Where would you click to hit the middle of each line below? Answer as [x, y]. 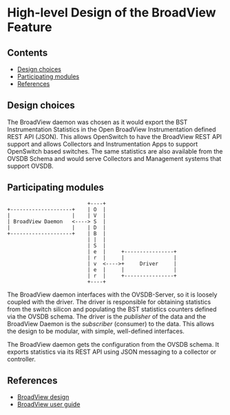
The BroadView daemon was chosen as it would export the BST [97, 122]
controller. [22, 359]
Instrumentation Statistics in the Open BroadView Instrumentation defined [112, 129]
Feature [30, 27]
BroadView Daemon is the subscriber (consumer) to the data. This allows [111, 323]
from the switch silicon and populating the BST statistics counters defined [112, 309]
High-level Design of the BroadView [112, 13]
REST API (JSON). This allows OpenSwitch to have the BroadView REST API [115, 136]
